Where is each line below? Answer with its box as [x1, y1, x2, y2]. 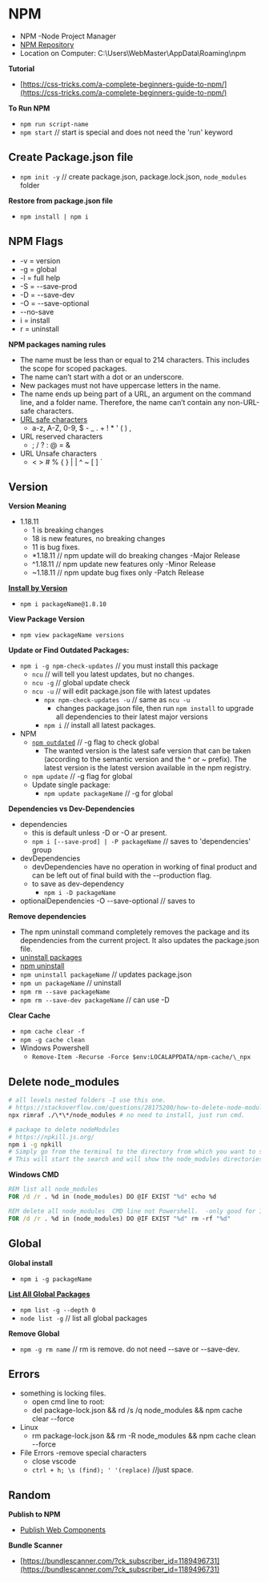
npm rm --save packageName [19, 988, 110, 997]
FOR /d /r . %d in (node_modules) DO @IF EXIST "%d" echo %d [8, 1193, 217, 1201]
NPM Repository [19, 39, 74, 49]
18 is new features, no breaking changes [31, 534, 166, 544]
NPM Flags [8, 235, 64, 248]
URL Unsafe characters [19, 448, 98, 458]
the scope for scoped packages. [19, 363, 127, 373]
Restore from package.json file [8, 195, 114, 205]
